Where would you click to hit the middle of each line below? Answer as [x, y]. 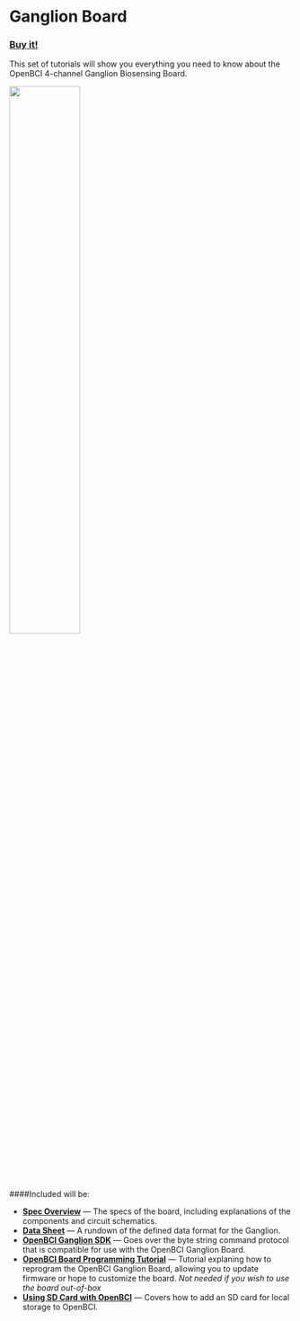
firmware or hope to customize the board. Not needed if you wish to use [156, 1279]
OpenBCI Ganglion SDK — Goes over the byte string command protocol [155, 1240]
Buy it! [24, 45]
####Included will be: [49, 1194]
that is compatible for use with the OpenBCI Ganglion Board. [134, 1250]
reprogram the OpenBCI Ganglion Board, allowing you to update [140, 1269]
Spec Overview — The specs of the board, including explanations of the [156, 1211]
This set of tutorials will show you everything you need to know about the [145, 64]
